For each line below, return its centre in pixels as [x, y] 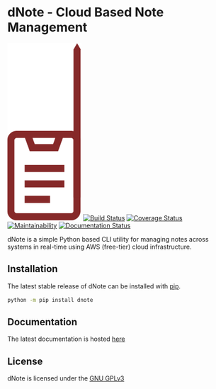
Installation [33, 269]
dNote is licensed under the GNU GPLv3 [66, 378]
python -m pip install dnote [50, 300]
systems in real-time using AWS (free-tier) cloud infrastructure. [100, 247]
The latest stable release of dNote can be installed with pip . [94, 286]
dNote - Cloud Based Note [86, 12]
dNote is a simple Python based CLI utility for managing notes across [108, 239]
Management [47, 27]
